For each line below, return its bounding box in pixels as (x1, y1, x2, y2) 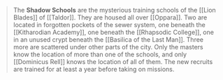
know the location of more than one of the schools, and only (13, 50, 187, 58)
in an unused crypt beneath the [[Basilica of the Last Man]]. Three (13, 35, 204, 44)
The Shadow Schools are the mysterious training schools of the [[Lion (13, 6, 216, 14)
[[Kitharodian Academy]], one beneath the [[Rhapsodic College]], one (13, 28, 215, 36)
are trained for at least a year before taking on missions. (13, 65, 175, 73)
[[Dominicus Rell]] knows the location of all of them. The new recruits (13, 58, 213, 65)
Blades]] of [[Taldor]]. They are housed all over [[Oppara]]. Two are (13, 13, 208, 22)
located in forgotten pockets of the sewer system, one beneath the (13, 21, 206, 29)
